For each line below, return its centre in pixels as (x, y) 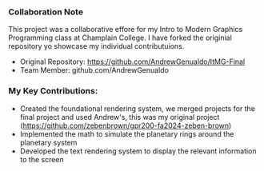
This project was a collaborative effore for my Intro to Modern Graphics (126, 30)
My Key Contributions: (53, 91)
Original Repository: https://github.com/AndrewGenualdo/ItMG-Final (132, 62)
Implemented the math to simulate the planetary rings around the (127, 133)
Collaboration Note (46, 12)
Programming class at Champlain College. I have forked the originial (120, 38)
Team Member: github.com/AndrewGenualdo (94, 70)
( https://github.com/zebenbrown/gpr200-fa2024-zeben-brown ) (126, 125)
